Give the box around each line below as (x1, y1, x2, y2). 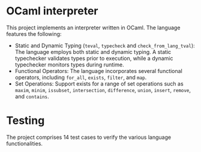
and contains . (14, 93, 49, 100)
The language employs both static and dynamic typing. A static (14, 48, 172, 55)
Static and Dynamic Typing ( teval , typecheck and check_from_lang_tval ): (14, 42, 195, 49)
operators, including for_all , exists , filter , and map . (14, 74, 147, 81)
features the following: (6, 30, 62, 37)
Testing (6, 114, 45, 127)
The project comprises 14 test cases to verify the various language (6, 133, 172, 141)
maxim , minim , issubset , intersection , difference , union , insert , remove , (14, 86, 191, 93)
